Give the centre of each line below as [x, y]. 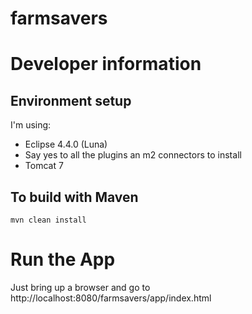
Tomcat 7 [44, 166]
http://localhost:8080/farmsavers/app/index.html [111, 298]
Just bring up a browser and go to [80, 287]
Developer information [106, 64]
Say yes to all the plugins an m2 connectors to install [133, 155]
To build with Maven [74, 197]
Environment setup [71, 100]
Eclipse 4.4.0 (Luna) [66, 144]
